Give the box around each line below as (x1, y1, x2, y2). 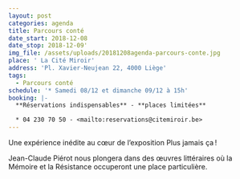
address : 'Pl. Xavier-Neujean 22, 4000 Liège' (8, 64, 167, 72)
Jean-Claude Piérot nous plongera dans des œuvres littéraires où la (8, 153, 233, 163)
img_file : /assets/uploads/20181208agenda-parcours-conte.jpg (8, 49, 221, 57)
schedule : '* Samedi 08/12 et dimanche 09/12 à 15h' (8, 86, 189, 95)
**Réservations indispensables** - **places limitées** (15, 101, 206, 109)
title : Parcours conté (8, 26, 84, 35)
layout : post (8, 11, 52, 20)
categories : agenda (8, 19, 74, 27)
